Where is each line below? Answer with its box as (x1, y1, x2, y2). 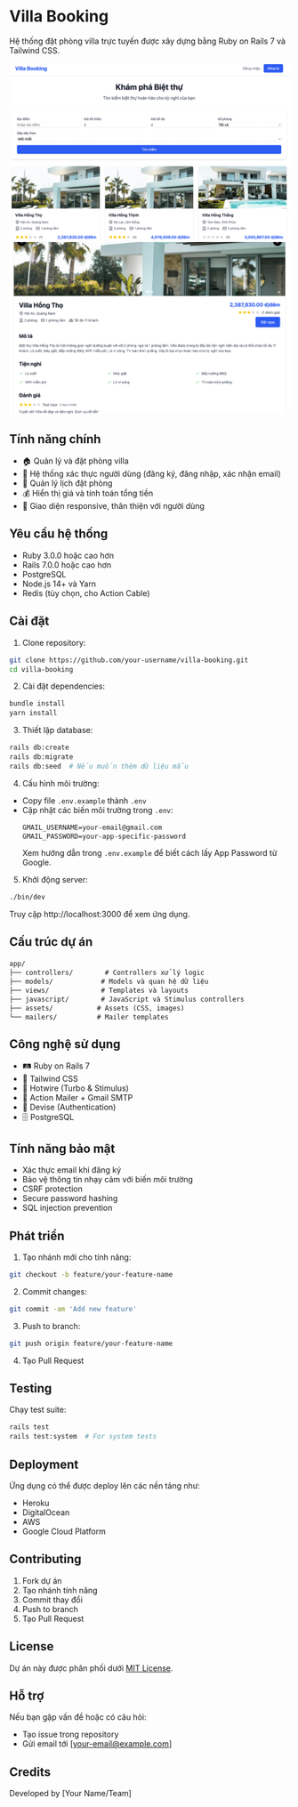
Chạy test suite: (9, 1404, 67, 1416)
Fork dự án (21, 1575, 62, 1585)
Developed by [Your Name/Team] (9, 1788, 132, 1799)
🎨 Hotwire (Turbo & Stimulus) (21, 1083, 129, 1093)
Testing (9, 1381, 52, 1396)
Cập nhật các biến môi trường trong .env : (21, 804, 173, 815)
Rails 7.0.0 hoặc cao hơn (21, 559, 112, 570)
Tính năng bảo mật (9, 1141, 116, 1156)
